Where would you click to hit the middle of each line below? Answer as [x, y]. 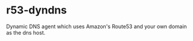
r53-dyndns [37, 10]
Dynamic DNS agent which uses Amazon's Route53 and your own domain [96, 26]
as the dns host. [26, 32]
